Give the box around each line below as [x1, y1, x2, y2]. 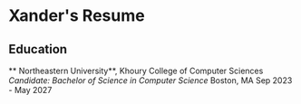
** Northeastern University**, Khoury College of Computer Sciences [8, 65, 264, 76]
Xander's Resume [8, 5, 146, 26]
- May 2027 [8, 85, 53, 95]
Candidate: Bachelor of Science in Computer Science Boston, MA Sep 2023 [8, 75, 293, 86]
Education [8, 42, 68, 57]
